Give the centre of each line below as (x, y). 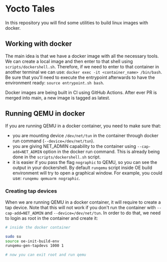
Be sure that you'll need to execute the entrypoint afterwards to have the (80, 77)
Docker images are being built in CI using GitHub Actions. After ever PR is (81, 92)
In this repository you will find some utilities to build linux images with (77, 23)
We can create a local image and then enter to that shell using (69, 61)
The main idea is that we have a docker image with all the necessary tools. (82, 56)
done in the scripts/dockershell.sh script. (57, 157)
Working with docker (39, 44)
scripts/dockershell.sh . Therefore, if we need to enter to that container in (82, 66)
